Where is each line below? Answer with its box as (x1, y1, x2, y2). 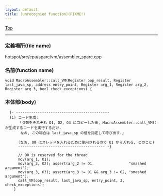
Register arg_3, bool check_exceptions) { (5, 87, 92, 92)
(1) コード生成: (9, 115, 39, 120)
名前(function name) (5, 66, 54, 73)
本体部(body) (5, 99, 36, 106)
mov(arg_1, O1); (17, 157, 51, 162)
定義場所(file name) (5, 42, 51, 49)
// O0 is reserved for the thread (17, 153, 88, 158)
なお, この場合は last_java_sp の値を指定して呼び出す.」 (20, 131, 126, 136)
